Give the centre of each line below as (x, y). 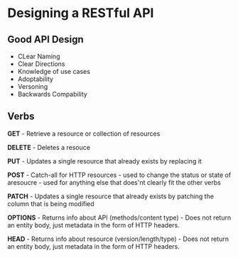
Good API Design (45, 39)
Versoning (33, 86)
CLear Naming (39, 56)
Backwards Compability (52, 94)
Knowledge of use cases (54, 71)
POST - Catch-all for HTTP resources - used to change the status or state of (119, 175)
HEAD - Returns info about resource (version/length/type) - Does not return (118, 239)
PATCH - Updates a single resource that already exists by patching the (111, 196)
